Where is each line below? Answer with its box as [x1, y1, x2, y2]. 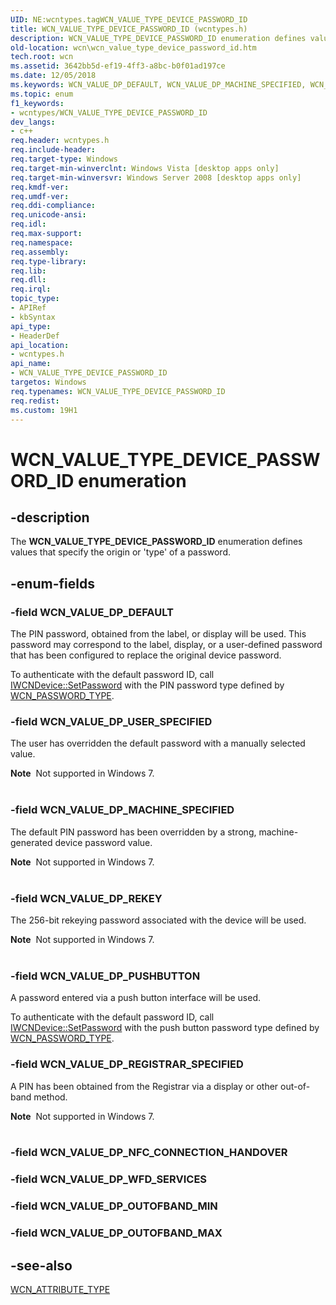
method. [33, 1091, 68, 1103]
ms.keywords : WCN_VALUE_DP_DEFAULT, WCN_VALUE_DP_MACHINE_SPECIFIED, [10, 80, 307, 90]
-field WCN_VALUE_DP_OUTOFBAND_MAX [10, 1226, 223, 1240]
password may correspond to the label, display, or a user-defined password [10, 639, 323, 651]
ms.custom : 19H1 [10, 405, 78, 415]
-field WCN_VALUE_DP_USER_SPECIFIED [10, 714, 213, 728]
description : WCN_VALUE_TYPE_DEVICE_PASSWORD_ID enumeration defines [10, 33, 307, 43]
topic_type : [10, 294, 60, 304]
